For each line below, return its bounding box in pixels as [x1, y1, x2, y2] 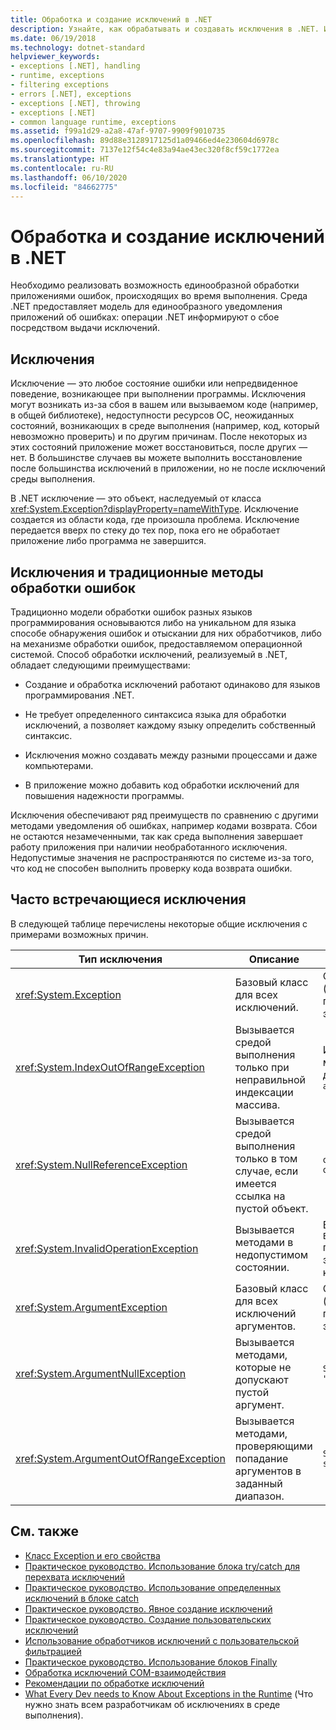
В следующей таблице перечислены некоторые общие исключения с [10, 917, 308, 930]
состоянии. [234, 1260, 290, 1274]
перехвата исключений [24, 1571, 125, 1583]
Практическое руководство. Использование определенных [24, 1581, 282, 1593]
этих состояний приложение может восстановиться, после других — [10, 441, 308, 453]
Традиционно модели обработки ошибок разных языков [10, 606, 253, 618]
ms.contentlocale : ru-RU [10, 163, 114, 173]
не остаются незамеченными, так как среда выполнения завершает [10, 830, 303, 842]
